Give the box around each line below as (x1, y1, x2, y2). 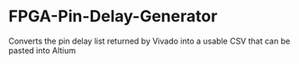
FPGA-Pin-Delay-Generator (8, 6, 218, 27)
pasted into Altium (8, 44, 77, 55)
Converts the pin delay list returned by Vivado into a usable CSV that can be (8, 36, 291, 46)
